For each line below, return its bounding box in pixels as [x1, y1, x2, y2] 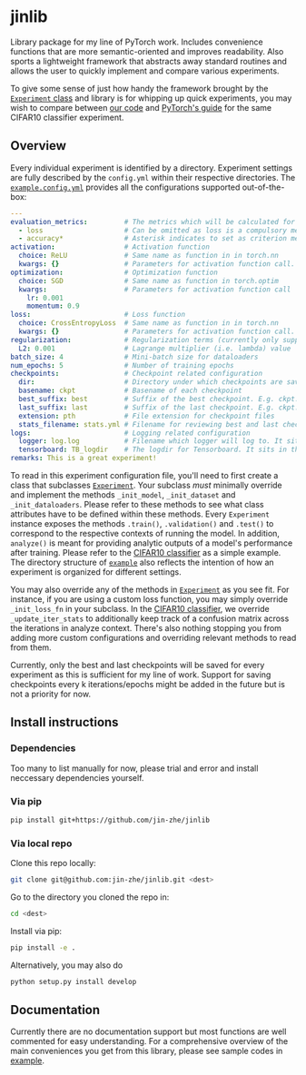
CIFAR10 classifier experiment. [10, 112, 124, 123]
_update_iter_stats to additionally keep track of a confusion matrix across [10, 613, 290, 624]
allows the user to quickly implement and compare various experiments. [10, 65, 280, 76]
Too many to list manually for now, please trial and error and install [10, 763, 259, 774]
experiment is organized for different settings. [10, 567, 182, 577]
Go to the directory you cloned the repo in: [10, 892, 170, 902]
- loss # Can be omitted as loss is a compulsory [18, 225, 287, 235]
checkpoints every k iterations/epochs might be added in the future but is [10, 679, 285, 689]
